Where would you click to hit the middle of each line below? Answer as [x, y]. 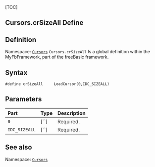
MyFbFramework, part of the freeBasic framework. [57, 57]
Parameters [24, 99]
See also [19, 147]
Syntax [16, 72]
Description [71, 113]
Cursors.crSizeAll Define [44, 23]
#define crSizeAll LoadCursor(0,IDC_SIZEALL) [57, 84]
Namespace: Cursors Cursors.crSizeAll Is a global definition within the [77, 52]
